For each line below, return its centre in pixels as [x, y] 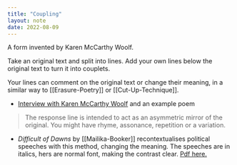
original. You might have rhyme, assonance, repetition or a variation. [125, 125]
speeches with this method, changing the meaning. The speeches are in [124, 147]
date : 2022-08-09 [33, 27]
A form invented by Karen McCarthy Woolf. [71, 48]
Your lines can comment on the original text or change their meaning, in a [115, 82]
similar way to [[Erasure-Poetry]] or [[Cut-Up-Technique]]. [93, 90]
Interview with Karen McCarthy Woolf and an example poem [106, 104]
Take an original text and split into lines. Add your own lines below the [110, 61]
